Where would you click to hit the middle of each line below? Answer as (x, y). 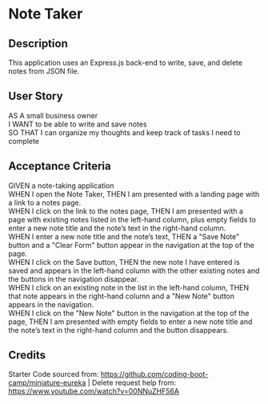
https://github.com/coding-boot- (154, 374)
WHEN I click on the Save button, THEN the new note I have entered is (124, 262)
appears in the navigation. (51, 304)
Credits (27, 356)
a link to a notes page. (45, 202)
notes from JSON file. (44, 71)
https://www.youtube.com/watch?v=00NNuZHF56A (94, 391)
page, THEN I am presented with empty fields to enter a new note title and (130, 322)
